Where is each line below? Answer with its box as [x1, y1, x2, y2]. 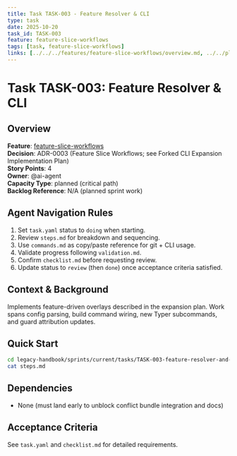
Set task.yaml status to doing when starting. [17, 226, 146, 234]
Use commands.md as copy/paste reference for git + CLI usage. [17, 240, 196, 249]
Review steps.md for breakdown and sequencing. [17, 233, 160, 242]
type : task [7, 17, 39, 24]
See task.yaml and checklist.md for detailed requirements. [7, 440, 178, 448]
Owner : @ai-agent [7, 171, 62, 180]
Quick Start [7, 338, 59, 350]
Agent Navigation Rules [7, 207, 114, 219]
